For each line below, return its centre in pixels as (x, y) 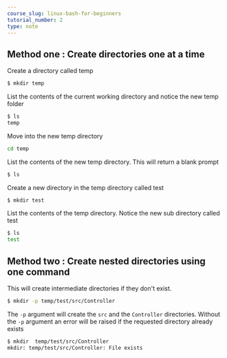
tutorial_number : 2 (35, 20)
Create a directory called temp (50, 71)
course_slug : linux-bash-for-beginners (64, 13)
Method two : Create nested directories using (107, 261)
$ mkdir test (26, 200)
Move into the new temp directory (55, 136)
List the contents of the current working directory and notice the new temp (113, 96)
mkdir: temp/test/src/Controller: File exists (75, 348)
